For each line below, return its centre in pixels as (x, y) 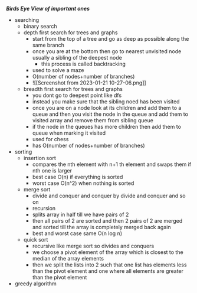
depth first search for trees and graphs (70, 32)
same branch (48, 45)
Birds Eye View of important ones (48, 9)
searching (27, 20)
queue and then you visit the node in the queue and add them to (110, 114)
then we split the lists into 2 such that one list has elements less (109, 265)
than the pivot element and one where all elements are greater (108, 271)
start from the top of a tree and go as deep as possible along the (111, 39)
